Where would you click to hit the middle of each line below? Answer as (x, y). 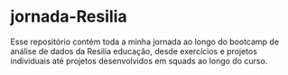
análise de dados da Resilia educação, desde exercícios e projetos (134, 51)
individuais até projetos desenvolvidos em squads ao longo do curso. (139, 61)
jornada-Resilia (69, 17)
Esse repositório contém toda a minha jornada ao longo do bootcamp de (144, 42)
